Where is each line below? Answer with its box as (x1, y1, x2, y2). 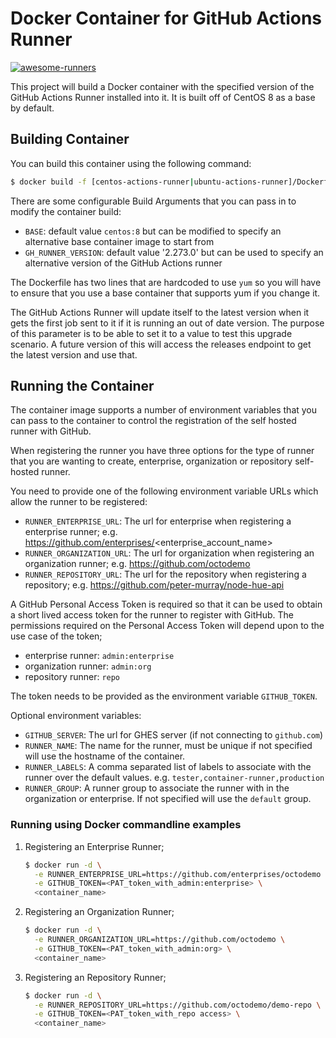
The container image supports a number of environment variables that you (10, 404, 318, 416)
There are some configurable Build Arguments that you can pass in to (10, 195, 297, 207)
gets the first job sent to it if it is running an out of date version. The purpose (10, 317, 325, 329)
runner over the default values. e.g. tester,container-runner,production (24, 772, 325, 784)
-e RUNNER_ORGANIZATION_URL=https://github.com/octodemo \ (34, 935, 286, 945)
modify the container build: (10, 205, 122, 217)
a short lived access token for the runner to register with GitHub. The (10, 609, 294, 621)
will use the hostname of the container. (24, 750, 186, 762)
